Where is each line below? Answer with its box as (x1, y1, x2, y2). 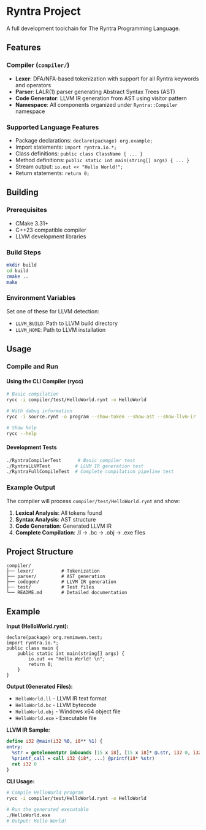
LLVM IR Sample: (6, 726, 50, 734)
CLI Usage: (6, 778, 35, 785)
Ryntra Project (6, 4, 81, 18)
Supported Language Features (6, 123, 99, 131)
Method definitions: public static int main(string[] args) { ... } (15, 156, 190, 163)
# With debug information (6, 407, 72, 414)
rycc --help (6, 430, 37, 437)
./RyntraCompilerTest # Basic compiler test (6, 457, 136, 463)
